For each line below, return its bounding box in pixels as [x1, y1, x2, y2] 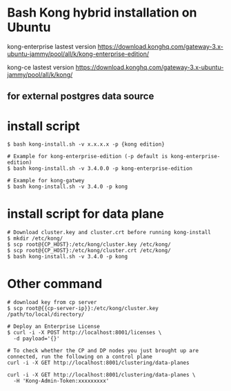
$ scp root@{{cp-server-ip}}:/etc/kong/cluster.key [7, 305, 159, 312]
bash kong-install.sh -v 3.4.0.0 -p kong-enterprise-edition [13, 165, 193, 172]
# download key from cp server [7, 299, 97, 306]
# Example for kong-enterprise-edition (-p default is [7, 153, 168, 160]
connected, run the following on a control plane [7, 354, 153, 361]
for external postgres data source [7, 90, 154, 102]
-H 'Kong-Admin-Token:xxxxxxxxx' [13, 378, 110, 385]
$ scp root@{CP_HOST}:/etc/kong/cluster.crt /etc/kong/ [7, 247, 171, 254]
